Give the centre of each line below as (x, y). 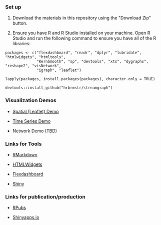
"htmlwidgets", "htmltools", (35, 57)
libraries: (21, 44)
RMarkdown (25, 154)
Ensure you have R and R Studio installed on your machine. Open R (81, 33)
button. (20, 23)
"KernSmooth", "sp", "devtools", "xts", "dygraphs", (93, 62)
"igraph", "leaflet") (59, 70)
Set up (13, 7)
